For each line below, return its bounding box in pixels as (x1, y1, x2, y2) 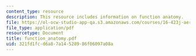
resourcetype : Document (6, 30, 64, 36)
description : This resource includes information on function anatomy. (6, 14, 184, 20)
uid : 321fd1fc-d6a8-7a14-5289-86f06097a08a (6, 41, 114, 47)
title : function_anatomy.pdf (6, 36, 77, 41)
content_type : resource (6, 8, 64, 15)
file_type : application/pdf (6, 24, 75, 31)
